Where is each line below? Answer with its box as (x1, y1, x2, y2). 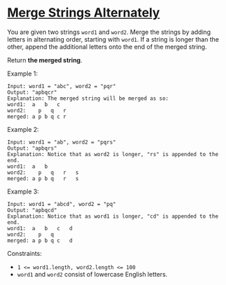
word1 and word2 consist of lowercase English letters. (17, 270, 168, 278)
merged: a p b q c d (7, 237, 73, 244)
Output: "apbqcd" (7, 207, 58, 214)
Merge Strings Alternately (7, 5, 160, 21)
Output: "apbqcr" (7, 89, 58, 96)
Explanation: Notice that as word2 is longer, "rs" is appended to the (7, 150, 218, 157)
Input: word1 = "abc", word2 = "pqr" (7, 83, 116, 89)
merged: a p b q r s (7, 175, 79, 182)
